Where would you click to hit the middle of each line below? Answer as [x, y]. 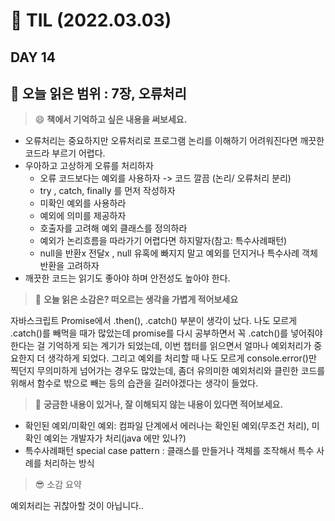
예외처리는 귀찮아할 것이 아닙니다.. [77, 506]
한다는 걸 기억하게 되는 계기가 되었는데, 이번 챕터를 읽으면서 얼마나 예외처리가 [161, 346]
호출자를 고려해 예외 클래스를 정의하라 [113, 228]
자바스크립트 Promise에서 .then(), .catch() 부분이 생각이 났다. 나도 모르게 [154, 321]
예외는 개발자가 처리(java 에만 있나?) [115, 438]
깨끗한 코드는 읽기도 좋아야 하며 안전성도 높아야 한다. [127, 278]
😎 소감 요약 [58, 485]
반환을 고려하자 [69, 266]
